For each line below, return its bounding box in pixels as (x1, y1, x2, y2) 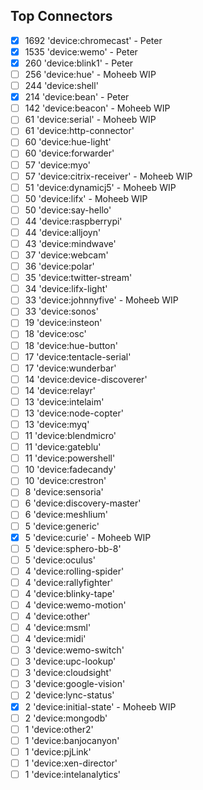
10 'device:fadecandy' (24, 464, 117, 476)
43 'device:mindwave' (24, 237, 117, 249)
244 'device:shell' (24, 80, 99, 92)
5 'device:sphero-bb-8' (24, 542, 122, 554)
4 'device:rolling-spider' (24, 565, 125, 577)
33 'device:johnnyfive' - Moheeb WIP (24, 294, 179, 306)
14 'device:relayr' (24, 384, 96, 396)
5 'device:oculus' (24, 554, 96, 566)
